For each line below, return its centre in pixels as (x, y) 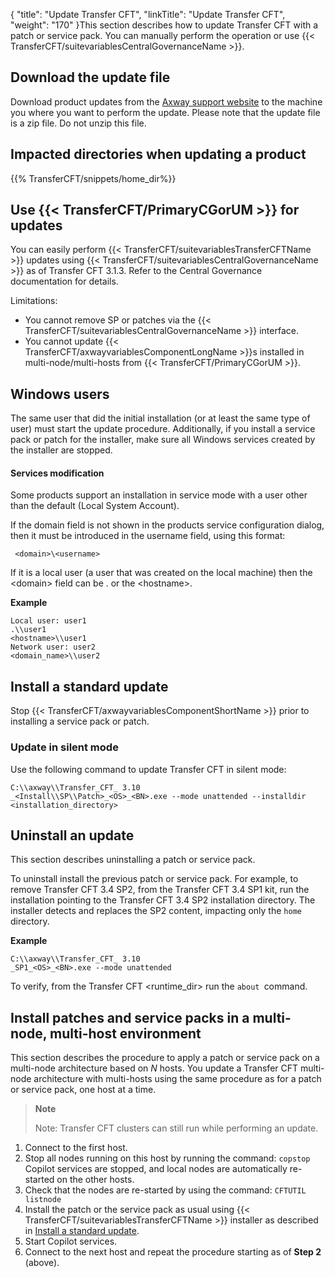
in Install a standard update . (82, 1231)
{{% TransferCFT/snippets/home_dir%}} (93, 178)
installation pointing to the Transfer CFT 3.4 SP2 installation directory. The (163, 900)
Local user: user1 (48, 621)
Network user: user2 (53, 647)
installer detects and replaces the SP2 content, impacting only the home (156, 911)
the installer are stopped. (61, 450)
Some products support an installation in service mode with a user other (159, 495)
